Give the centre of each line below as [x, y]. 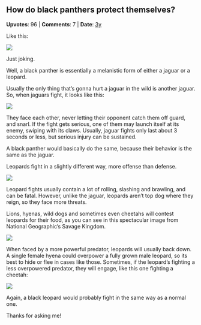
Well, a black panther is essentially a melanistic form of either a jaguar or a [98, 70]
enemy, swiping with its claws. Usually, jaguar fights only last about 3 [92, 130]
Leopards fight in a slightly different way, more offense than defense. [91, 166]
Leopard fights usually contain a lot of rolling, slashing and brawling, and [96, 189]
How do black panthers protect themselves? [91, 10]
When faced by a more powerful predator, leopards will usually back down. [99, 249]
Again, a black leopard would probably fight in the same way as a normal [96, 297]
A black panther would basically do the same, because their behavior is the [99, 148]
